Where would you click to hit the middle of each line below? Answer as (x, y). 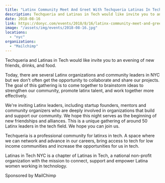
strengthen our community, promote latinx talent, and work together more (80, 90)
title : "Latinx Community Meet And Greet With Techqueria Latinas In (78, 10)
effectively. (16, 96)
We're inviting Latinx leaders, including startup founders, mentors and (76, 105)
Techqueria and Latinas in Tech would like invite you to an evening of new (80, 60)
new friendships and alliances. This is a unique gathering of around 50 (76, 121)
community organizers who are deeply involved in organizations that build (80, 110)
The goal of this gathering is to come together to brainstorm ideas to (74, 85)
